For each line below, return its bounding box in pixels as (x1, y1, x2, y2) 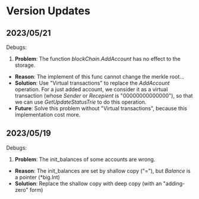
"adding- (163, 180, 185, 187)
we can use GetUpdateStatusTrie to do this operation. (14, 98, 147, 105)
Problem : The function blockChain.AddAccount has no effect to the (14, 55, 181, 62)
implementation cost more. (14, 111, 81, 118)
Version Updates (6, 4, 91, 18)
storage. (14, 61, 36, 69)
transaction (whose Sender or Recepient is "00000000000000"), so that (14, 92, 193, 99)
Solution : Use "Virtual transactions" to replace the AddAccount (14, 79, 170, 86)
